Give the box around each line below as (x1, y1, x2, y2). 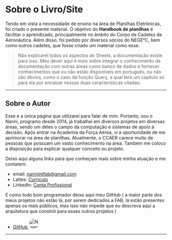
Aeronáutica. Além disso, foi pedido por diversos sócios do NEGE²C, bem (5, 37, 160, 43)
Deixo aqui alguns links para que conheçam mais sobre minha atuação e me (5, 155, 166, 162)
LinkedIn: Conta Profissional (12, 182, 72, 188)
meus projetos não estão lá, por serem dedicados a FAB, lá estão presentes (5, 197, 165, 203)
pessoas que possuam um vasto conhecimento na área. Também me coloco (5, 140, 166, 146)
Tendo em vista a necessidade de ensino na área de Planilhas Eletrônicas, (5, 21, 161, 27)
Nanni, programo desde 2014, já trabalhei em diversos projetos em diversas (5, 118, 165, 124)
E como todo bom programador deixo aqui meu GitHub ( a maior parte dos (5, 191, 162, 198)
